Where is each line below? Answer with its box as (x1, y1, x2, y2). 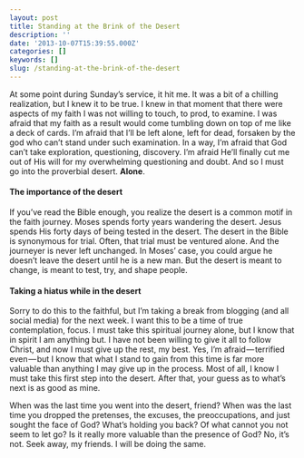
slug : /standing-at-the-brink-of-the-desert (9, 64, 181, 73)
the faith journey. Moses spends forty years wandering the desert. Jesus (9, 217, 282, 228)
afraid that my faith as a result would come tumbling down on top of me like (9, 117, 292, 128)
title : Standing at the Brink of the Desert (9, 22, 181, 31)
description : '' (9, 30, 71, 39)
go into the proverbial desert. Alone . (9, 165, 145, 177)
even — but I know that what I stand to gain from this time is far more (9, 354, 265, 365)
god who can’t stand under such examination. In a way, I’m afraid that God (9, 137, 288, 148)
